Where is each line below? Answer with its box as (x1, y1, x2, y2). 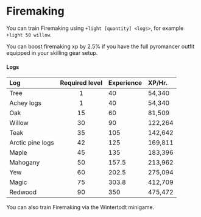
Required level (60, 79, 102, 87)
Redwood (9, 188, 37, 196)
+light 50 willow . (6, 30, 52, 38)
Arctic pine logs (9, 138, 54, 147)
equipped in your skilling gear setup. (6, 49, 98, 56)
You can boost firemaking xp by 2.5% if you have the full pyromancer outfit (6, 43, 195, 50)
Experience (108, 79, 142, 87)
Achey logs (9, 99, 41, 107)
